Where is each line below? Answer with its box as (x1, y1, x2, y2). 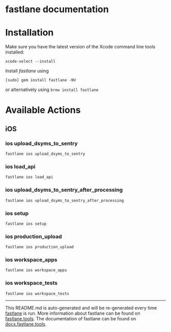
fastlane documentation (5, 4, 109, 15)
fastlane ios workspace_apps (5, 268, 67, 273)
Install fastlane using (5, 68, 49, 74)
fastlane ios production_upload (5, 245, 74, 250)
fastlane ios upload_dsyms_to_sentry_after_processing (5, 198, 124, 203)
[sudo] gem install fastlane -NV (5, 78, 76, 83)
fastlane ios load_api (5, 174, 53, 180)
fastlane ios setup (5, 221, 47, 226)
